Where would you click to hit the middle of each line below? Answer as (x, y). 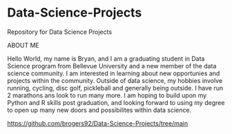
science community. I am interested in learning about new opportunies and (114, 73)
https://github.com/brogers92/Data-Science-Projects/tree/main (98, 123)
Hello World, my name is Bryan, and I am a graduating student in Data (106, 58)
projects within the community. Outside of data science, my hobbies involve (115, 80)
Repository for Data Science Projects (60, 32)
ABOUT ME (23, 45)
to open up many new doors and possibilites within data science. (99, 110)
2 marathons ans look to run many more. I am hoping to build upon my (107, 95)
